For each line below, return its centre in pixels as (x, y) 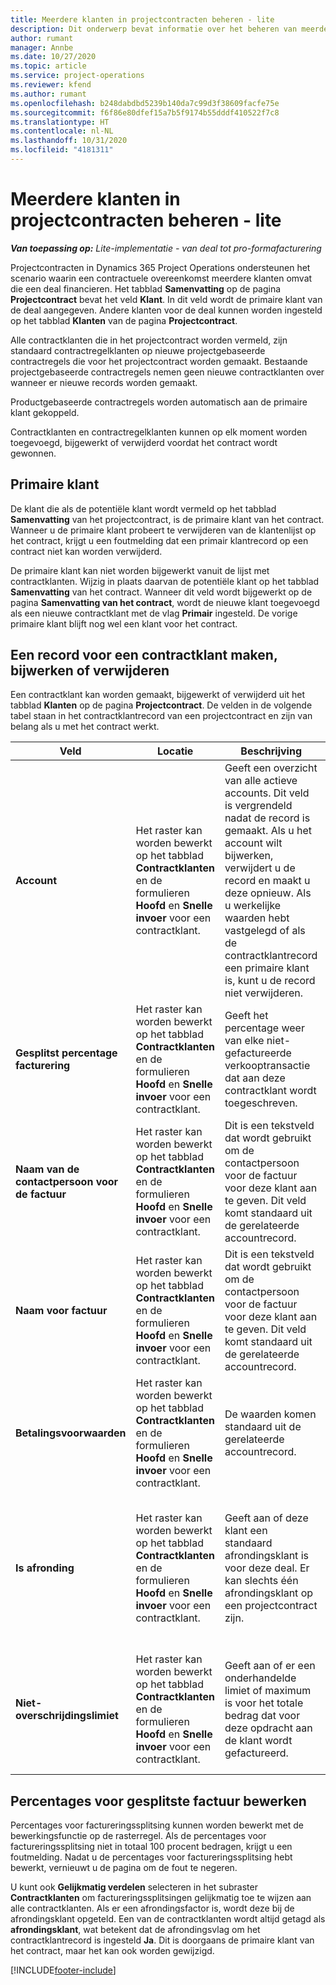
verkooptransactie (267, 1066)
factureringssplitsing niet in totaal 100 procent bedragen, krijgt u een (151, 1847)
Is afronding (45, 1568)
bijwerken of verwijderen (90, 671)
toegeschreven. (261, 1103)
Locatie (175, 751)
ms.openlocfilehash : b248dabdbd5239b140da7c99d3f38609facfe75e (145, 103)
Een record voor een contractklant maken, (144, 655)
